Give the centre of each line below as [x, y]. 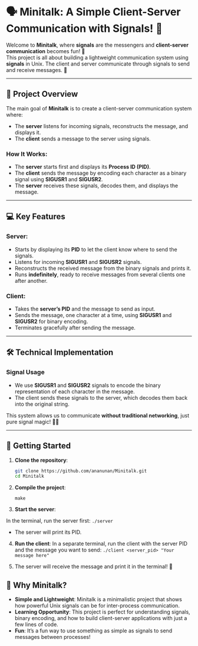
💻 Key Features [36, 217]
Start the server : [35, 510]
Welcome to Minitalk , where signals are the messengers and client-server [97, 45]
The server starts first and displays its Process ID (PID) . [83, 167]
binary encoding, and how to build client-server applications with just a [101, 618]
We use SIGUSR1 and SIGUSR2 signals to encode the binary [88, 385]
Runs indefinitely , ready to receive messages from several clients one [100, 274]
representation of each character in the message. [75, 391]
